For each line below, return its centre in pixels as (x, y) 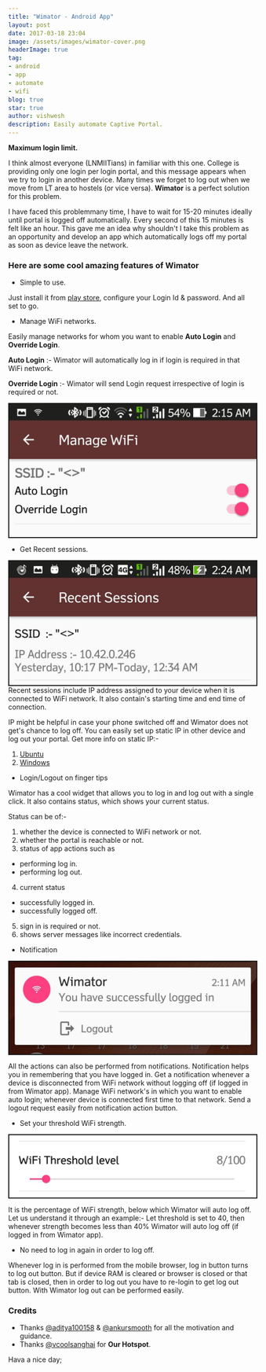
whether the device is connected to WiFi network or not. (110, 831)
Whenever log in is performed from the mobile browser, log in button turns (128, 1265)
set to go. (24, 306)
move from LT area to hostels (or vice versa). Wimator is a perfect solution (129, 188)
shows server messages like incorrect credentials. (100, 934)
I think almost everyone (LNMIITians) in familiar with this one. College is (124, 163)
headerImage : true (38, 50)
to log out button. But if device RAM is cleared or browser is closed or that (128, 1273)
